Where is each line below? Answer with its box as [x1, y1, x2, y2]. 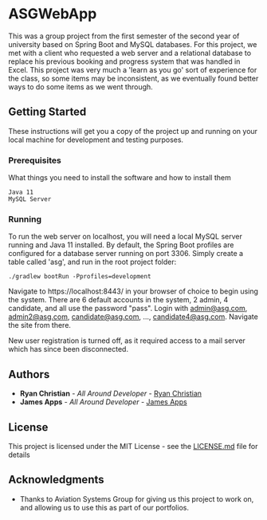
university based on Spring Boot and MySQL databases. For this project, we [8, 39, 257, 49]
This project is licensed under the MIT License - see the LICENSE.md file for [8, 441, 258, 451]
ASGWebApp [8, 5, 97, 23]
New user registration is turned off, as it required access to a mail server [8, 336, 245, 345]
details [8, 450, 30, 459]
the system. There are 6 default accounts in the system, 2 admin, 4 [8, 295, 229, 305]
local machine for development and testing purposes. [8, 135, 184, 144]
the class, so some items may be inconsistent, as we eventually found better [8, 73, 259, 83]
